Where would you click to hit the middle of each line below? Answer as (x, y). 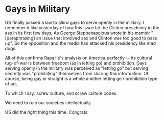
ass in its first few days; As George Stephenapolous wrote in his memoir (78, 33)
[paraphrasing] (20, 38)
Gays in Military (37, 9)
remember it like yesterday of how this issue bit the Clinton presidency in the (82, 27)
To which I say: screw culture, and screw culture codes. (61, 93)
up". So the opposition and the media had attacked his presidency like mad (81, 43)
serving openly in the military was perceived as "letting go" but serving (77, 68)
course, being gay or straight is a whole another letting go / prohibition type (81, 79)
